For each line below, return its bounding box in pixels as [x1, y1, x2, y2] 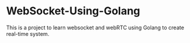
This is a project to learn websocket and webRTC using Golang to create [6, 24, 185, 31]
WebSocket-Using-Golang [6, 4, 140, 18]
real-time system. [6, 30, 50, 37]
